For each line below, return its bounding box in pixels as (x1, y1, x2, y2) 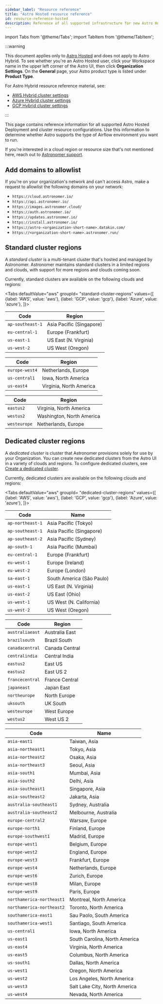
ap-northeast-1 (7, 520, 43, 526)
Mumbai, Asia (69, 770, 100, 776)
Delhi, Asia (69, 777, 94, 784)
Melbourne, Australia (69, 809, 117, 816)
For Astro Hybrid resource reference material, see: (5, 83, 106, 89)
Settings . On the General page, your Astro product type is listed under (5, 69, 147, 74)
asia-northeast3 (7, 762, 45, 768)
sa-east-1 (7, 575, 30, 581)
